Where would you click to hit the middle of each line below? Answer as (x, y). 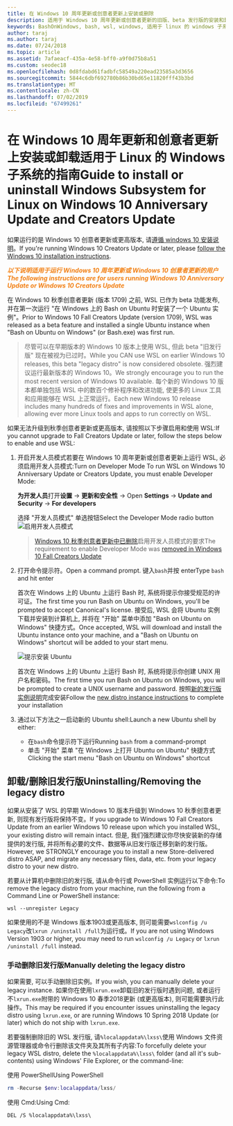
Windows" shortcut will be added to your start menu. (93, 642)
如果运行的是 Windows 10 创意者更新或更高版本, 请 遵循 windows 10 (103, 239)
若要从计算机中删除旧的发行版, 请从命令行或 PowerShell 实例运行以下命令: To (116, 880)
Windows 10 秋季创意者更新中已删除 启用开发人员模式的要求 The (125, 540)
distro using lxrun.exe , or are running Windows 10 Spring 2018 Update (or (113, 1015)
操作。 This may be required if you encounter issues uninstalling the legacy (114, 1007)
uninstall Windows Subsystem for (107, 190)
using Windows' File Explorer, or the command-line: (110, 1060)
